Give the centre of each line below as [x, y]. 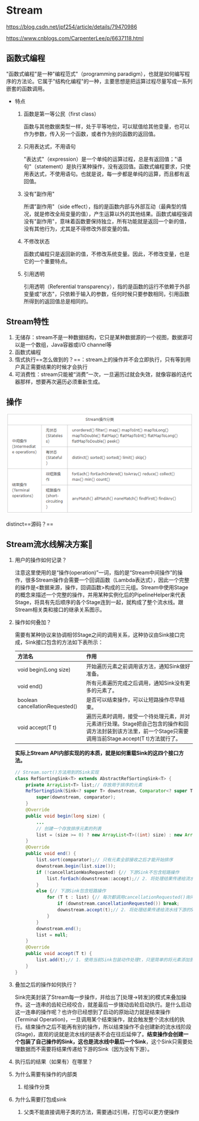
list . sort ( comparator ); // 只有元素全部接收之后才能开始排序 [105, 860]
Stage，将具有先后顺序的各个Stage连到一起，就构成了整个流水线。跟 [99, 602]
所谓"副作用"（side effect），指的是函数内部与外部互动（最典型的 [102, 206]
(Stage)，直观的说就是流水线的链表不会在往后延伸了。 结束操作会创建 [99, 1034]
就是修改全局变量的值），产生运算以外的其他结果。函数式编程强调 [113, 213]
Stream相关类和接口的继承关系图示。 [60, 609]
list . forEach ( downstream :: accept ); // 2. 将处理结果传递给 [116, 879]
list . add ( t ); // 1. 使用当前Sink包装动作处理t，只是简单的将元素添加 [113, 960]
